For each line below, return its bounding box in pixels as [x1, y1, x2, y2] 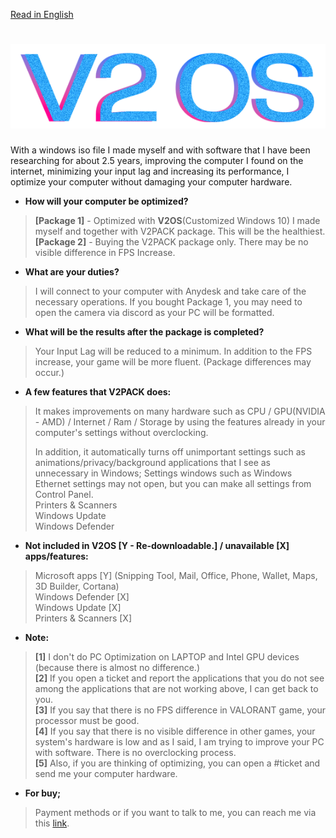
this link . [34, 817, 70, 829]
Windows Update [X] [34, 602, 122, 614]
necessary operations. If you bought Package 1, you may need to [34, 296, 303, 308]
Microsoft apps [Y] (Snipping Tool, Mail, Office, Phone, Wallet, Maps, [34, 570, 318, 582]
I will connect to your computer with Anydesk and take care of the [34, 285, 307, 298]
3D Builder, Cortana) [34, 580, 120, 593]
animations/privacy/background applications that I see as [34, 457, 271, 469]
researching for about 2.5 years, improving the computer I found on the [10, 155, 304, 167]
